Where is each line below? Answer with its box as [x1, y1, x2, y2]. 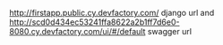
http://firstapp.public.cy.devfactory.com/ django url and [9, 8, 215, 18]
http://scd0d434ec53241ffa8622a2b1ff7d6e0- [9, 17, 180, 27]
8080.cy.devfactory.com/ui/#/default [9, 26, 146, 36]
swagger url [147, 26, 193, 36]
